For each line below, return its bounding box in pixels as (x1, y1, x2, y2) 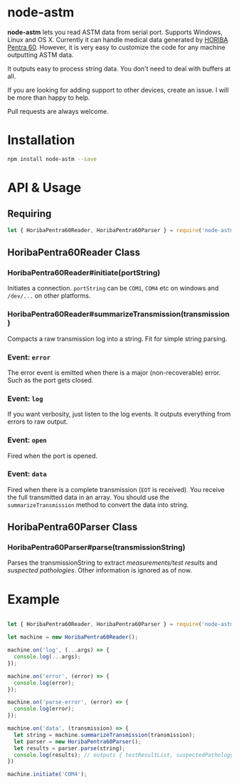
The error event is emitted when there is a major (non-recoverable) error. (7, 368, 221, 377)
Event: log (7, 393, 43, 403)
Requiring (7, 208, 52, 220)
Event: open (7, 435, 48, 445)
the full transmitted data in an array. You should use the (7, 493, 169, 501)
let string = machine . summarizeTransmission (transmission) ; (14, 731, 196, 738)
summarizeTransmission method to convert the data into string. (7, 500, 189, 509)
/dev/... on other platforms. (7, 291, 91, 300)
